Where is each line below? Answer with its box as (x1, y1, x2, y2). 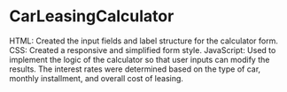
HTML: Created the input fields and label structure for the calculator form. (9, 35, 279, 46)
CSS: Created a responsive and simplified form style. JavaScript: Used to (9, 44, 276, 55)
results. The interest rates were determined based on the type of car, (9, 64, 261, 74)
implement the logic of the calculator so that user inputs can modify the (9, 54, 270, 65)
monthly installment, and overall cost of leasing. (9, 73, 184, 83)
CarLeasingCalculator (9, 6, 175, 27)
